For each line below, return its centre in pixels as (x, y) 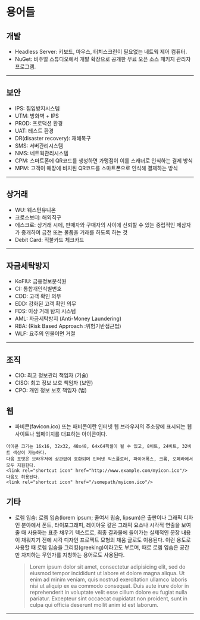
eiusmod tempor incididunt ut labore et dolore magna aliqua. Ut (107, 573)
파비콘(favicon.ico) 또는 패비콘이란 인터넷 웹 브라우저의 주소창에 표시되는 (100, 426)
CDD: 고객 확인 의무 (38, 296)
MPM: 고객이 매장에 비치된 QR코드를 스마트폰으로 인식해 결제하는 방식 (96, 168)
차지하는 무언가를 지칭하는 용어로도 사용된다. (73, 555)
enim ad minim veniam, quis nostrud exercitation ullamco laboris (108, 579)
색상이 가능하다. (30, 453)
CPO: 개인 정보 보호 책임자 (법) (51, 390)
